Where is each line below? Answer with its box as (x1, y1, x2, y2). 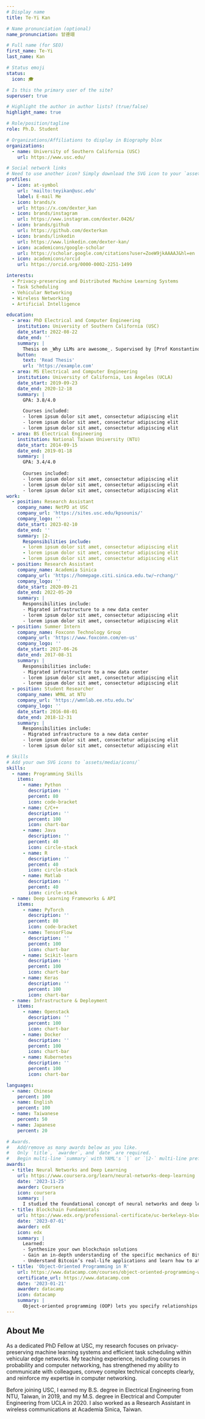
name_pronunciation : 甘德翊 (6, 31, 75, 37)
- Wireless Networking (12, 295, 70, 301)
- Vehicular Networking (12, 289, 72, 296)
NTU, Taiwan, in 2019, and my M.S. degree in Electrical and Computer (6, 1392, 182, 1400)
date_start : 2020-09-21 (17, 584, 78, 590)
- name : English (12, 1099, 53, 1105)
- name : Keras (22, 975, 59, 981)
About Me (6, 1326, 45, 1336)
